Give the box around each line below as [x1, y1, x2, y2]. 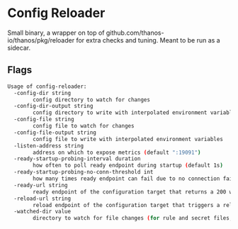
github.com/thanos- [106, 28, 164, 37]
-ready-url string [13, 181, 69, 189]
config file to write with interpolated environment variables [33, 135, 223, 143]
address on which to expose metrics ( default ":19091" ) [33, 149, 201, 156]
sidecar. [7, 43, 30, 52]
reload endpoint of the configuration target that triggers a [33, 201, 220, 208]
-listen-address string [13, 142, 84, 150]
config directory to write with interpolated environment [33, 109, 208, 116]
